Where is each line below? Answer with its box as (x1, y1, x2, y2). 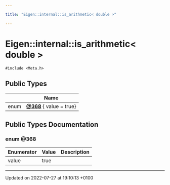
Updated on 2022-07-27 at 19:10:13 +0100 (5, 175, 94, 181)
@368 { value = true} (26, 103, 77, 110)
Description (60, 149, 90, 156)
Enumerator (8, 149, 37, 156)
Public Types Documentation (5, 120, 99, 129)
